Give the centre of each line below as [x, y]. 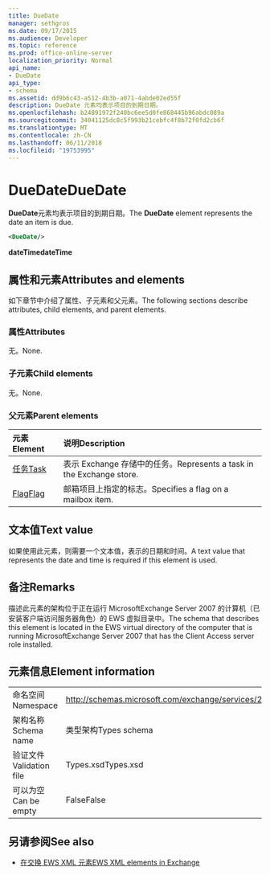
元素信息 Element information [82, 671]
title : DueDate [34, 16]
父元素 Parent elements [53, 415]
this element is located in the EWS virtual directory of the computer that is [131, 627]
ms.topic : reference [43, 46]
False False [86, 800]
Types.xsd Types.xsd [104, 765]
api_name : [25, 68]
